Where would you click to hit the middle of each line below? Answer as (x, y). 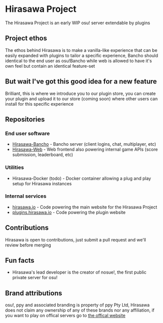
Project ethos (26, 38)
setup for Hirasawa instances (42, 183)
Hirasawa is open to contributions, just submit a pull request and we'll (76, 240)
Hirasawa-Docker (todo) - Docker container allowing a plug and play (81, 178)
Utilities (15, 167)
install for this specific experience (39, 104)
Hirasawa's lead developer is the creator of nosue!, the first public (79, 272)
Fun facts (20, 261)
